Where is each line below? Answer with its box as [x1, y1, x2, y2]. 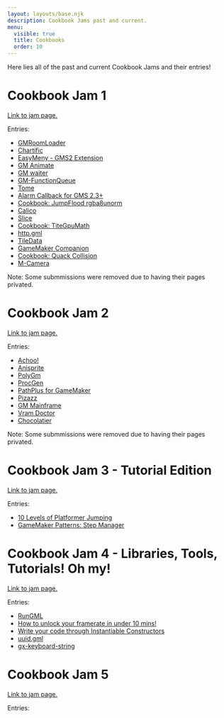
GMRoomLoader [17, 138, 66, 147]
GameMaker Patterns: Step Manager [17, 520, 125, 529]
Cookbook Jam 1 [7, 88, 107, 103]
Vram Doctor [17, 408, 55, 417]
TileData [17, 236, 43, 245]
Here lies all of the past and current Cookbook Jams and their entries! [7, 63, 211, 71]
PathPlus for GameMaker [17, 386, 91, 394]
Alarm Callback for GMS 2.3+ [17, 191, 103, 199]
